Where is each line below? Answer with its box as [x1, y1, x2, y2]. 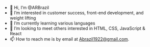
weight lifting [9, 15, 36, 21]
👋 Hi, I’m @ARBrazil [9, 5, 49, 10]
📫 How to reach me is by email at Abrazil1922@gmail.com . [9, 36, 129, 42]
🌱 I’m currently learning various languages [9, 20, 96, 26]
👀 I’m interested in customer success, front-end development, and [9, 10, 144, 16]
